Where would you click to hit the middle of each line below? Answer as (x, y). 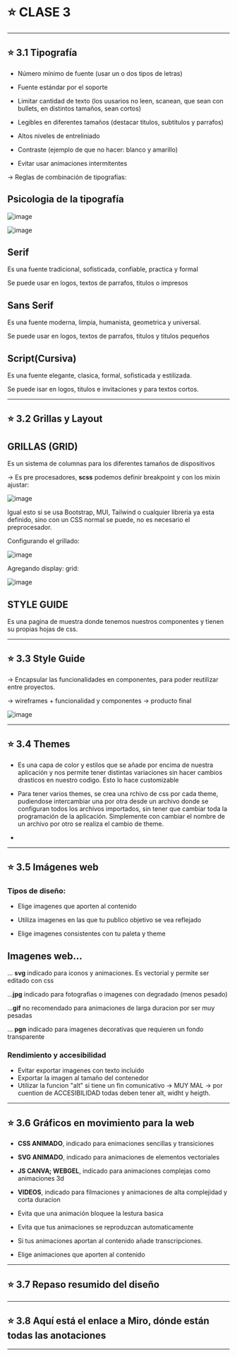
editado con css (31, 981)
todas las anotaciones (57, 1335)
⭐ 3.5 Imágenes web (53, 867)
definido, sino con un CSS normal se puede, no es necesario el (99, 520)
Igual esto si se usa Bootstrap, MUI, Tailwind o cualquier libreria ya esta (111, 512)
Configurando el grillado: (43, 541)
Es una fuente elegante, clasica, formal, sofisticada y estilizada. (99, 375)
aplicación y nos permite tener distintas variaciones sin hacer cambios (120, 772)
